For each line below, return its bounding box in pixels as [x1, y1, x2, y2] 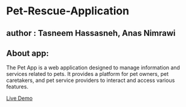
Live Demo [6, 94, 33, 102]
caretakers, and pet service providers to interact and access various [6, 77, 175, 84]
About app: [6, 48, 49, 58]
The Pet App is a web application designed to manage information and [6, 64, 180, 71]
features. [6, 83, 29, 90]
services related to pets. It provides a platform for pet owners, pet [6, 71, 169, 78]
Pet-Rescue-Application [6, 4, 130, 18]
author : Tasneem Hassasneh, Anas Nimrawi [6, 28, 176, 38]
